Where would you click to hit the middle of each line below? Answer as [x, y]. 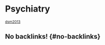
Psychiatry [28, 9]
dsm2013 [13, 22]
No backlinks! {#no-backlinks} [53, 37]
